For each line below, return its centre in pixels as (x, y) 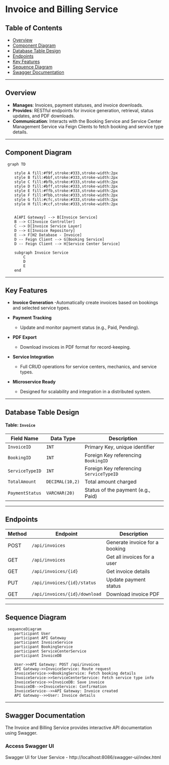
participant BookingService (44, 647)
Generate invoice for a (133, 542)
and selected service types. (41, 308)
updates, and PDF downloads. (44, 116)
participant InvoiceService (44, 642)
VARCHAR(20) (60, 493)
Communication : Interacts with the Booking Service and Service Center (87, 121)
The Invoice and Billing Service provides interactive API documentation (79, 728)
